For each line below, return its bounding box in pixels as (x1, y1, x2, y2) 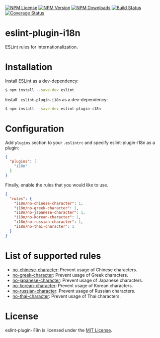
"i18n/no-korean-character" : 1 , (14, 215, 81, 220)
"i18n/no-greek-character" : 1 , (14, 205, 79, 210)
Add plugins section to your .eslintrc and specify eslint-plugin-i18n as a (5, 140, 155, 146)
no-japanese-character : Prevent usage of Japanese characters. (12, 277, 143, 283)
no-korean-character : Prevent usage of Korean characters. (12, 282, 133, 289)
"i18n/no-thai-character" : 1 (14, 224, 75, 229)
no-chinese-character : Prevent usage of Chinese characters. (12, 267, 138, 273)
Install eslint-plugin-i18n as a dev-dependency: (5, 96, 108, 102)
